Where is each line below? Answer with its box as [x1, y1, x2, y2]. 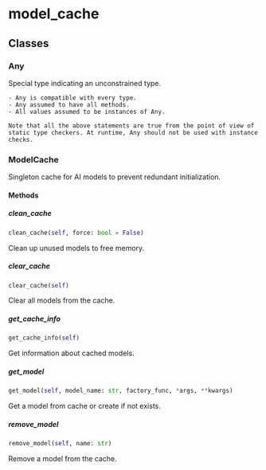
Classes [8, 37, 49, 50]
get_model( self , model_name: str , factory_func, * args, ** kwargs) [8, 387, 233, 395]
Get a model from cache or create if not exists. [8, 401, 162, 411]
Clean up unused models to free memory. [8, 243, 145, 253]
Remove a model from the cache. [8, 453, 117, 463]
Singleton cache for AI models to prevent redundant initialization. [8, 172, 221, 182]
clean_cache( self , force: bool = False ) [8, 229, 145, 237]
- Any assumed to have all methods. [8, 100, 130, 108]
